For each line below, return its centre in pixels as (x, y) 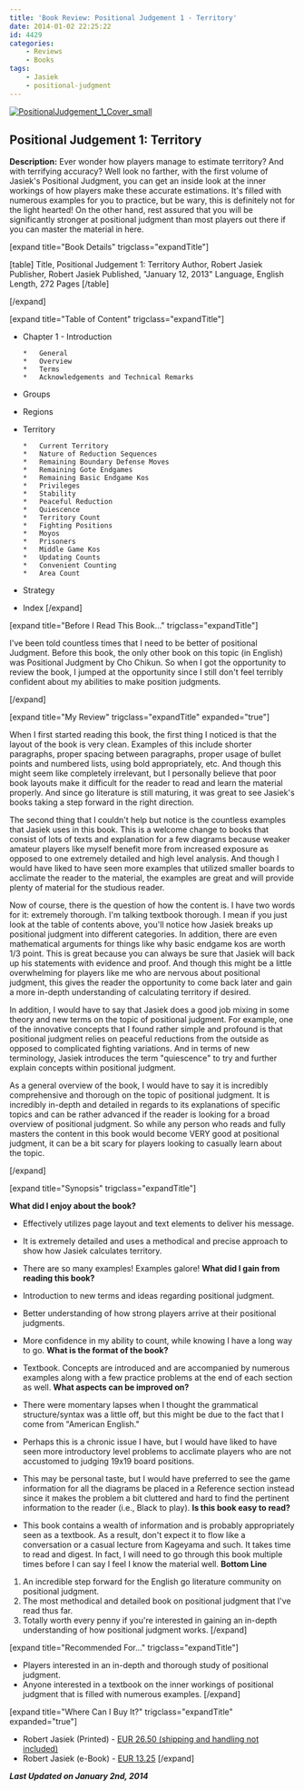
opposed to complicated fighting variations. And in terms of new (130, 1049)
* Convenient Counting (69, 566)
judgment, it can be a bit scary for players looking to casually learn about (146, 1143)
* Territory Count (61, 518)
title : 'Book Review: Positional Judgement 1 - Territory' (123, 18)
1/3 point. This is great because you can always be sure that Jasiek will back (152, 954)
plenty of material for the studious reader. (87, 888)
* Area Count (51, 574)
